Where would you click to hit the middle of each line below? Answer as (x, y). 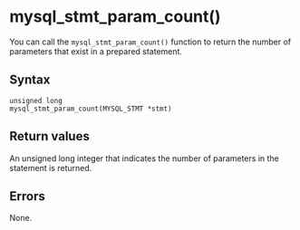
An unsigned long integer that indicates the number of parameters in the (144, 158)
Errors (27, 196)
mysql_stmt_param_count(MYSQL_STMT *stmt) (91, 109)
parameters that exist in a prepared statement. (96, 51)
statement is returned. (51, 168)
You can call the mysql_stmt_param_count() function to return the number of (150, 42)
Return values (50, 136)
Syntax (30, 80)
